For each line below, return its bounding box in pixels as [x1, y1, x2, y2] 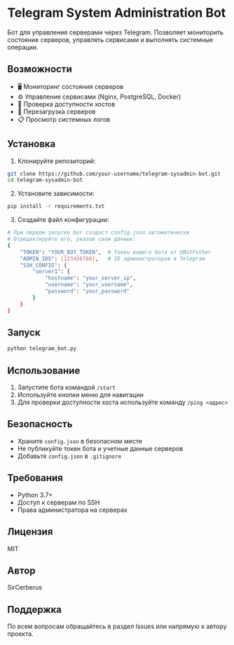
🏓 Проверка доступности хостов [17, 99, 116, 108]
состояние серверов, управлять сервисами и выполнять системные [7, 35, 214, 43]
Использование [7, 364, 81, 376]
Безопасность [7, 418, 73, 430]
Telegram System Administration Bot [7, 5, 226, 21]
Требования [7, 472, 63, 484]
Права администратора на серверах [17, 506, 128, 514]
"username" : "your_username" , [44, 282, 133, 289]
